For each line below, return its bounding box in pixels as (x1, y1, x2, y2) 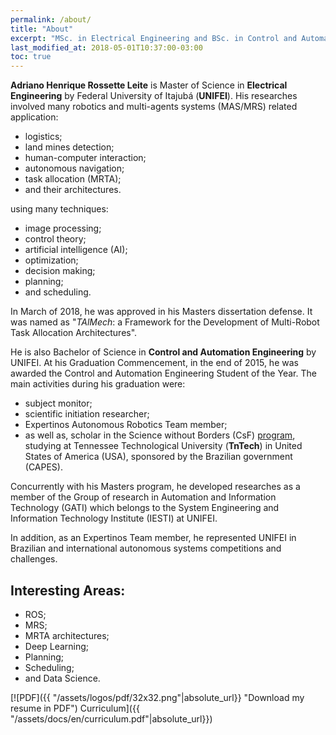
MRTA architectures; (24, 629, 110, 641)
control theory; (24, 233, 87, 245)
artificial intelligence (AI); (24, 244, 128, 256)
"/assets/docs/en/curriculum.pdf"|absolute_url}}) (10, 712, 213, 725)
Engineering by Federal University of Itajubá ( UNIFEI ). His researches (10, 90, 298, 102)
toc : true (10, 52, 52, 62)
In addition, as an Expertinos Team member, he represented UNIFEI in (10, 532, 297, 544)
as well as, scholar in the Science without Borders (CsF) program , (24, 429, 296, 441)
